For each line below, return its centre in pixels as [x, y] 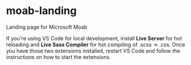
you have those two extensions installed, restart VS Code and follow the [93, 50]
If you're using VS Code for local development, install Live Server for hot [94, 38]
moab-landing [41, 11]
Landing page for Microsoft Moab [47, 27]
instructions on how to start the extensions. [58, 57]
